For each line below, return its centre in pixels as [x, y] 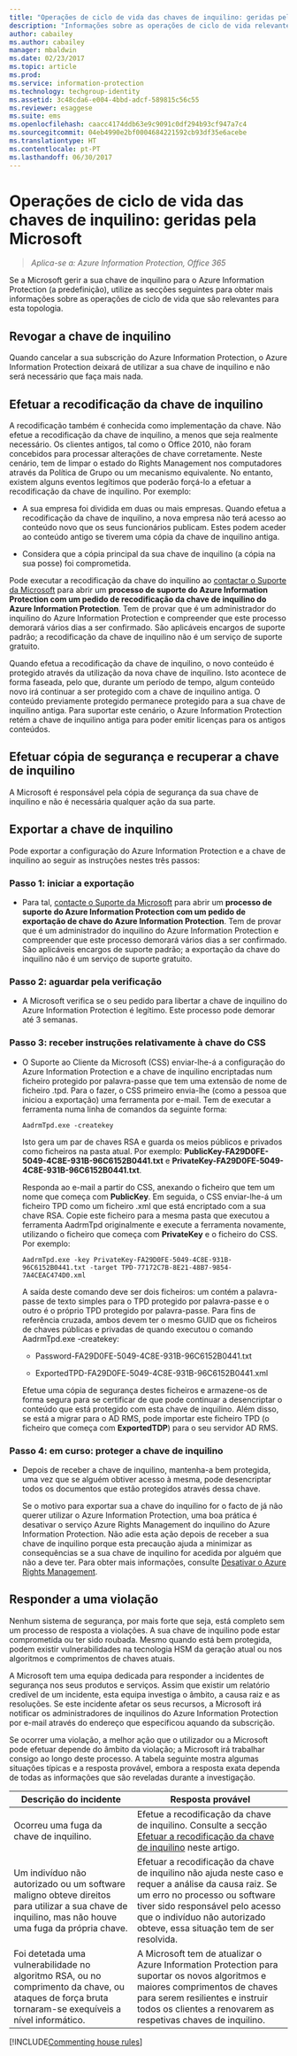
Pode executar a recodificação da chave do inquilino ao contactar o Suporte [148, 581]
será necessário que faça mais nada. [76, 376]
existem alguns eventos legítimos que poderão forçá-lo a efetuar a [130, 482]
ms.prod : [25, 75]
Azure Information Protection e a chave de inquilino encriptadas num [147, 1071]
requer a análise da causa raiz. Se [207, 1883]
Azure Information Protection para [207, 1964]
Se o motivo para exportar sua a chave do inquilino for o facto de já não [152, 1505]
